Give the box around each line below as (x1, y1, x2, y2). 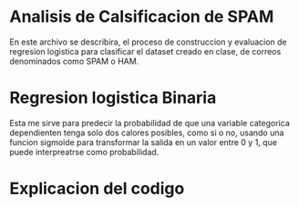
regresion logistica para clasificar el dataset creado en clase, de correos (9, 45, 282, 56)
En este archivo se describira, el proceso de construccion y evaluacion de (9, 36, 287, 47)
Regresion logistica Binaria (9, 88, 217, 108)
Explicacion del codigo (9, 179, 185, 199)
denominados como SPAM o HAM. (9, 55, 139, 66)
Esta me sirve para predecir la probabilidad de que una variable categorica (9, 117, 290, 128)
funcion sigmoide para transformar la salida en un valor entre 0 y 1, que (9, 136, 278, 147)
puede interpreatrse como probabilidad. (9, 146, 160, 157)
